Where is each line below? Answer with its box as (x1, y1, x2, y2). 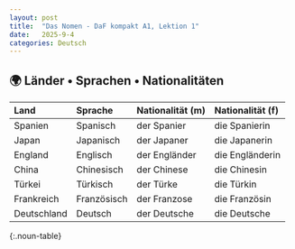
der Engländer (136, 149, 197, 161)
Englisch (76, 149, 113, 161)
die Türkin (214, 178, 257, 190)
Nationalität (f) (214, 105, 280, 117)
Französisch (76, 193, 128, 206)
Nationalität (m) (136, 105, 206, 117)
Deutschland (14, 207, 68, 220)
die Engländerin (214, 149, 281, 161)
